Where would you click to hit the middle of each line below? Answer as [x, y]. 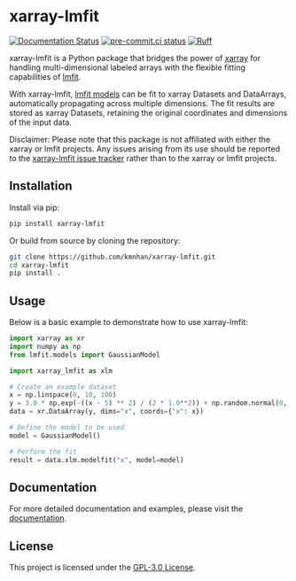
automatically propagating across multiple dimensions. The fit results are [142, 103]
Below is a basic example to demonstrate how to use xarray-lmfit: [129, 322]
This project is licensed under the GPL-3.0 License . [103, 568]
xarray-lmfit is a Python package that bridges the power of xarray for [135, 58]
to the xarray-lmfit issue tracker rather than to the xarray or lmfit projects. [143, 158]
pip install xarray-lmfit [57, 223]
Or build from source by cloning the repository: [95, 240]
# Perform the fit [43, 452]
